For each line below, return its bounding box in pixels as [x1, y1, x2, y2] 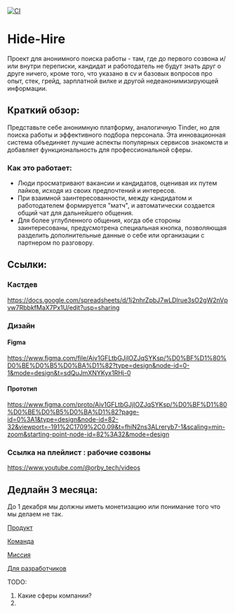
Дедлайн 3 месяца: [7, 484, 98, 496]
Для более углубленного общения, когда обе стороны [17, 216, 181, 224]
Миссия [7, 551, 31, 559]
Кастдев [7, 280, 38, 290]
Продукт [7, 523, 33, 532]
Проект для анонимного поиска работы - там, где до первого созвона [7, 54, 219, 62]
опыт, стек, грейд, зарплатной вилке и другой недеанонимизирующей [7, 76, 219, 85]
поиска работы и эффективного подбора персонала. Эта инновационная [7, 130, 226, 139]
